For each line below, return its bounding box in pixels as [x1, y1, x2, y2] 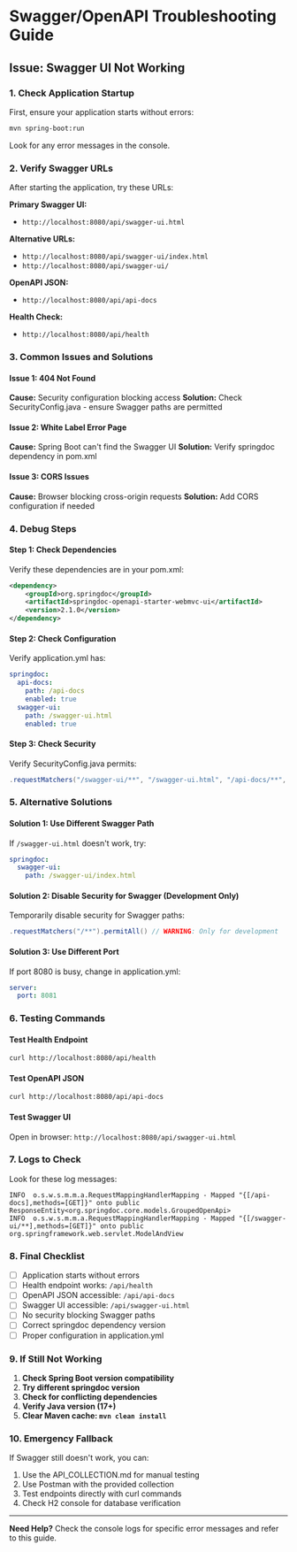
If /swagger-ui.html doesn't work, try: [9, 838, 147, 849]
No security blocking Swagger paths [21, 1310, 156, 1320]
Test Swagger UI [9, 1111, 72, 1122]
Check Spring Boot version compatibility [21, 1372, 175, 1383]
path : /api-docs [25, 687, 86, 695]
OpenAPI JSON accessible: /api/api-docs [21, 1290, 175, 1301]
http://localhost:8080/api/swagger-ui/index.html [21, 252, 209, 262]
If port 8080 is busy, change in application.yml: [9, 966, 181, 977]
